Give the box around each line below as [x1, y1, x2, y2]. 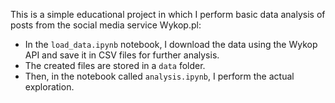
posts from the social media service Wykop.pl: [10, 19, 202, 31]
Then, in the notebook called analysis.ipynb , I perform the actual [24, 70, 295, 82]
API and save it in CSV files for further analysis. [24, 49, 220, 61]
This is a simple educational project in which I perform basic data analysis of [10, 9, 326, 20]
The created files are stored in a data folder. [24, 60, 206, 71]
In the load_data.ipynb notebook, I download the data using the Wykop [24, 39, 318, 50]
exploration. [24, 81, 75, 93]
